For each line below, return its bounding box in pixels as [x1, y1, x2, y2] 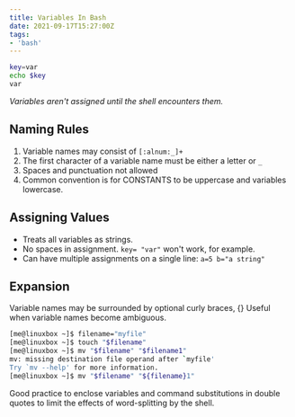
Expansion [9, 279, 70, 294]
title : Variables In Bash [9, 13, 106, 22]
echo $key [9, 71, 47, 81]
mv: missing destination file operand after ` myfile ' [9, 354, 216, 364]
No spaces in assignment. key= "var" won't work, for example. [22, 244, 255, 254]
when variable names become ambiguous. [9, 312, 166, 324]
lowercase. [22, 183, 64, 194]
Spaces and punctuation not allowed [22, 164, 158, 175]
